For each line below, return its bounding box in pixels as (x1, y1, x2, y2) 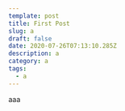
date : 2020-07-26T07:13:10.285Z (8, 42, 117, 50)
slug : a (8, 27, 35, 35)
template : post (8, 11, 60, 20)
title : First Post (8, 19, 70, 28)
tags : (8, 65, 27, 73)
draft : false (8, 34, 52, 43)
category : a (8, 58, 48, 66)
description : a (8, 49, 60, 58)
